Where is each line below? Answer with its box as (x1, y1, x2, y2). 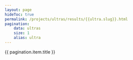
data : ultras (13, 26, 41, 31)
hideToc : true (4, 12, 34, 17)
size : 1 (13, 30, 29, 35)
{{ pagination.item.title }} (4, 48, 55, 55)
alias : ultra (13, 35, 41, 40)
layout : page (4, 7, 32, 12)
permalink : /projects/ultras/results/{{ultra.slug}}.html (4, 16, 128, 21)
